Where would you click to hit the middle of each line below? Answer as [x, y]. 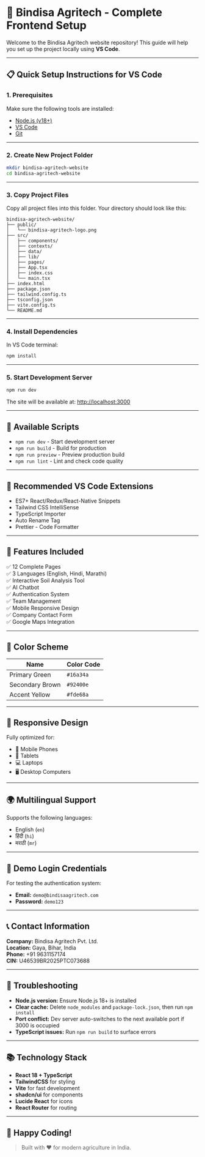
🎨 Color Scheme [38, 647]
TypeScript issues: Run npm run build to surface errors [86, 1032]
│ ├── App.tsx [27, 268]
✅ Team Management [34, 601]
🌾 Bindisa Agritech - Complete [85, 13]
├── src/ [17, 235]
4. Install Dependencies [42, 331]
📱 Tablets [27, 756]
